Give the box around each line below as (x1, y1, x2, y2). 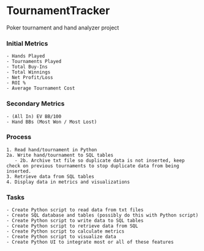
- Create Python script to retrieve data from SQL (6, 223, 138, 230)
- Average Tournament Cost (6, 85, 75, 92)
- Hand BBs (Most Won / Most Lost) (6, 119, 97, 125)
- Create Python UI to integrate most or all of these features (6, 239, 174, 245)
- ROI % (6, 80, 26, 86)
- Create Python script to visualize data (6, 234, 116, 240)
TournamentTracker (6, 4, 110, 18)
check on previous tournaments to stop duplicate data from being (6, 163, 179, 169)
